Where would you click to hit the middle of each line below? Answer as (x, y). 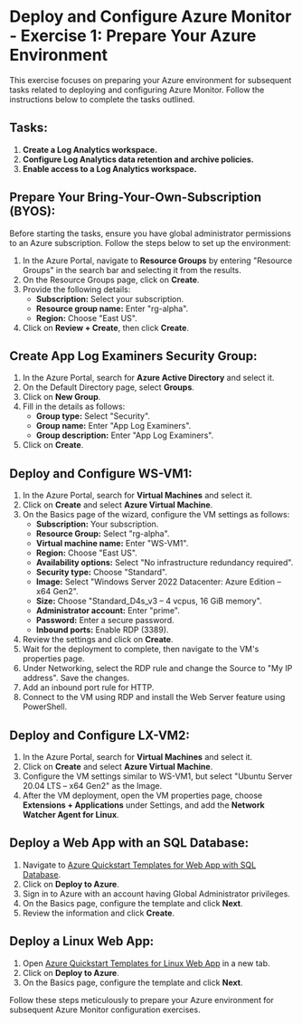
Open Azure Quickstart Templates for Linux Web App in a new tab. (146, 963)
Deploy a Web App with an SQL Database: (129, 843)
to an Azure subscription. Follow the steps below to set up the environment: (150, 242)
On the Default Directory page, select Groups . (108, 387)
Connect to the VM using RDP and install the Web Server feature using (154, 697)
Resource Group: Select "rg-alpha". (103, 534)
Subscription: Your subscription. (97, 524)
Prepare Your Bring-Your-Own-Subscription (136, 198)
